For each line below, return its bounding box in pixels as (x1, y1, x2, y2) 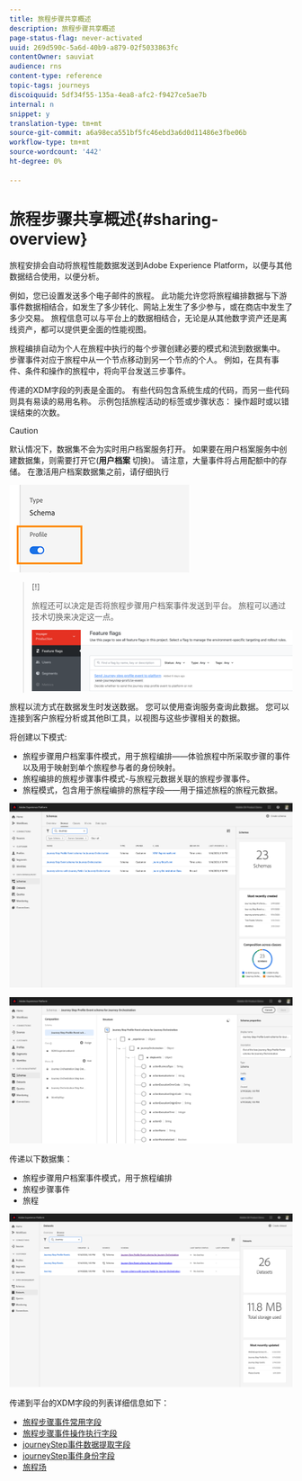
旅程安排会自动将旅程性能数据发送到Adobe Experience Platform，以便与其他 (9, 259, 292, 270)
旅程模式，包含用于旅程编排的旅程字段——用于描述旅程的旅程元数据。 (22, 785, 283, 795)
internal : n (9, 100, 54, 109)
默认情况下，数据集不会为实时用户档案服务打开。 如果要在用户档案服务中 (9, 444, 280, 454)
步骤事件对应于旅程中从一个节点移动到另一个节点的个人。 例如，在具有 (9, 354, 271, 364)
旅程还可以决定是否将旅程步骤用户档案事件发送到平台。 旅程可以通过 (31, 599, 286, 611)
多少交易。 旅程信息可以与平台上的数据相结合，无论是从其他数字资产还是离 (9, 312, 288, 323)
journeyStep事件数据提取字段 (22, 1439, 131, 1450)
